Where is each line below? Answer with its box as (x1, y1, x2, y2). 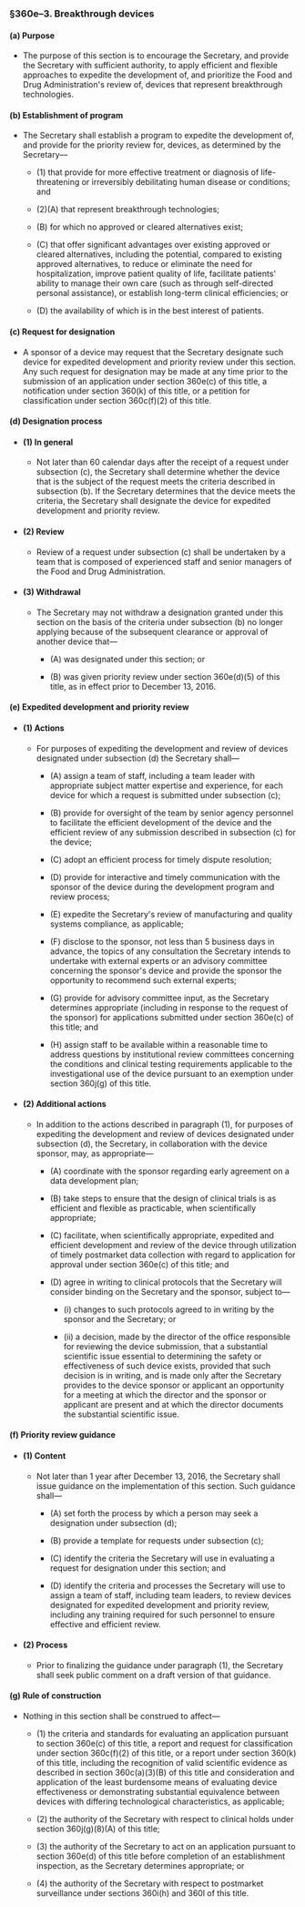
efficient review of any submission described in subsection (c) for (49, 826, 296, 837)
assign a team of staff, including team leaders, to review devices (49, 1589, 291, 1601)
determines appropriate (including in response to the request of (49, 1001, 289, 1013)
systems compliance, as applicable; (49, 918, 184, 929)
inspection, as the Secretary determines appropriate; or (36, 1860, 245, 1871)
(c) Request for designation (9, 326, 116, 337)
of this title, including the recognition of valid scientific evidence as (36, 1757, 288, 1768)
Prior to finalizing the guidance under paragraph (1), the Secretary (36, 1659, 284, 1670)
